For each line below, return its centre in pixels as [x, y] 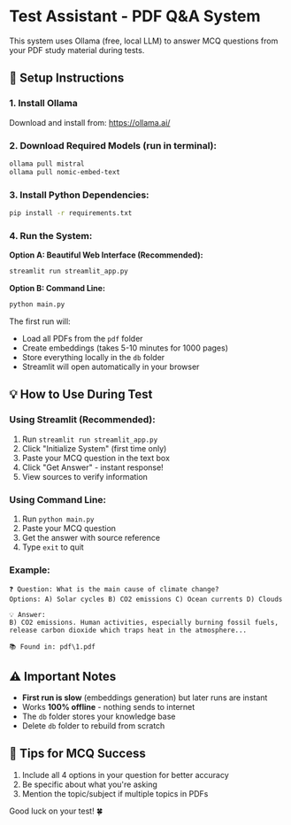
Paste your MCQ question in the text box [96, 458]
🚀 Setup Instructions [67, 78]
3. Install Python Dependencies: [79, 195]
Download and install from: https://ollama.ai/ [90, 122]
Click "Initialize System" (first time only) [94, 448]
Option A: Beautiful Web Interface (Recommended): [106, 255]
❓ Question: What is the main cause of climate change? [114, 590]
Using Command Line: [57, 499]
